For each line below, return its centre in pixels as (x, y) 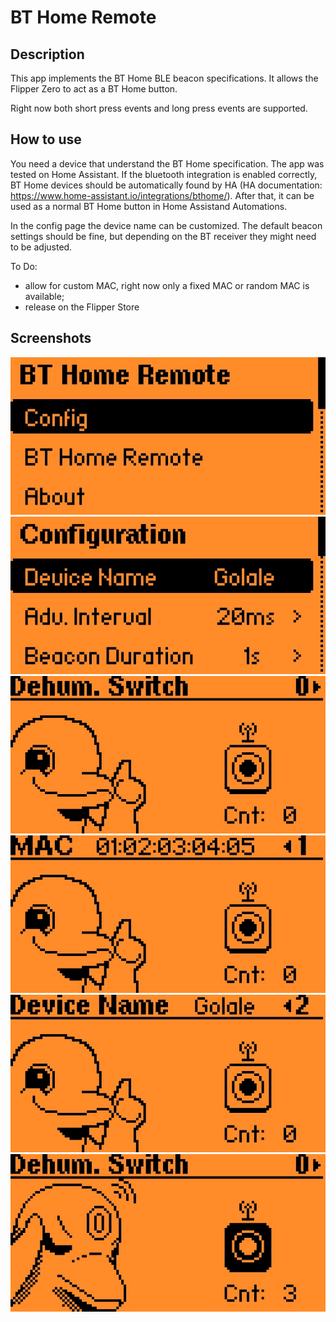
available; (44, 296)
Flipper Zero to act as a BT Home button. (94, 89)
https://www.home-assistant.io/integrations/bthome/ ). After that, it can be (162, 195)
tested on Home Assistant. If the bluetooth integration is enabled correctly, (164, 174)
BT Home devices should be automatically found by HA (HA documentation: (166, 185)
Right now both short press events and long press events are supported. (159, 108)
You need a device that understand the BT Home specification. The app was (167, 163)
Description (47, 54)
